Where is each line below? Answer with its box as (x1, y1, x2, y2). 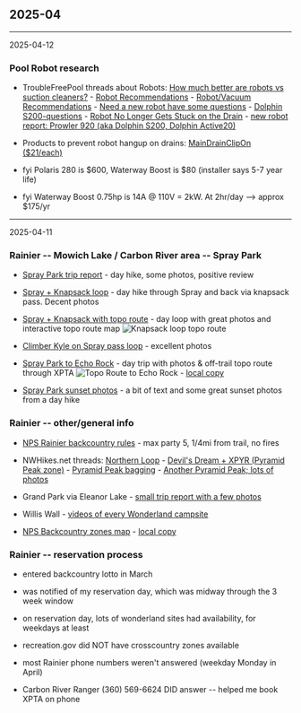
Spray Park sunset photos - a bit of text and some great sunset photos (21, 385, 282, 396)
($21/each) (21, 147, 63, 158)
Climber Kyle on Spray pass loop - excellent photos (21, 341, 212, 352)
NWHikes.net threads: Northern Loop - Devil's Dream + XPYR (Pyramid (21, 455, 285, 465)
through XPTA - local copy (21, 368, 225, 378)
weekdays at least (21, 622, 90, 633)
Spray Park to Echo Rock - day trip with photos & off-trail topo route (21, 358, 273, 369)
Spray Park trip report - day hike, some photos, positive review (21, 269, 254, 281)
